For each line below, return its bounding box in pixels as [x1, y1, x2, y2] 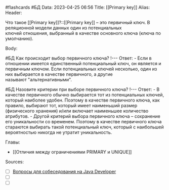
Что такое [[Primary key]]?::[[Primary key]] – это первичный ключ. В [5, 20, 150, 25]
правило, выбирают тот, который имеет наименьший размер [5, 103, 138, 108]
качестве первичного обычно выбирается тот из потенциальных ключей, [5, 92, 164, 98]
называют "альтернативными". [5, 77, 72, 82]
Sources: [5, 159, 24, 165]
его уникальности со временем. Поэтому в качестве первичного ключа [5, 119, 162, 124]
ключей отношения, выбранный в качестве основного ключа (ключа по [5, 30, 161, 36]
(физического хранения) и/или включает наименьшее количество [5, 108, 149, 114]
